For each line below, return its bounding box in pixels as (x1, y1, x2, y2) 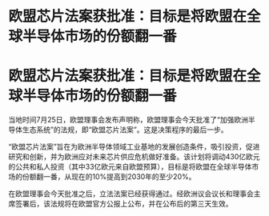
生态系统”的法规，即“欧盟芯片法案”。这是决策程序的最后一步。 (22, 125, 228, 134)
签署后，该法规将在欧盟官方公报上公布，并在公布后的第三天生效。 (14, 199, 233, 209)
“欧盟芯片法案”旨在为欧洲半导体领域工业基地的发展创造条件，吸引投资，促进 (8, 142, 260, 152)
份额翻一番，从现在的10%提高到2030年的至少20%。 (22, 172, 196, 182)
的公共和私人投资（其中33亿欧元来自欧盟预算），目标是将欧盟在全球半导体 (8, 162, 252, 172)
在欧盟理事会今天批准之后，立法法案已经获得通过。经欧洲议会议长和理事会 (8, 189, 254, 198)
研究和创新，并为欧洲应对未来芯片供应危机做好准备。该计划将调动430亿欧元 (8, 152, 260, 162)
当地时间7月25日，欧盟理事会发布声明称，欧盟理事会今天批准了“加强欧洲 (8, 115, 248, 125)
